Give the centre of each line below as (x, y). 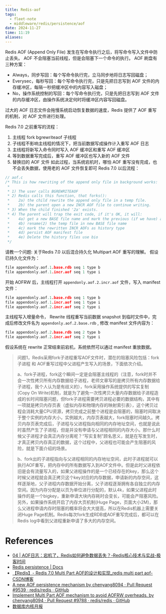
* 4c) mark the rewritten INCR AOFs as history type (66, 228)
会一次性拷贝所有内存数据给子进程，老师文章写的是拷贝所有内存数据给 (89, 381)
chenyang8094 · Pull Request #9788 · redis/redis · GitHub (71, 601)
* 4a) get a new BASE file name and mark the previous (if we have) (83, 219)
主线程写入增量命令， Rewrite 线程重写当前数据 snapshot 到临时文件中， (79, 317)
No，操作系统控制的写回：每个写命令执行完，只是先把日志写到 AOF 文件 (86, 93)
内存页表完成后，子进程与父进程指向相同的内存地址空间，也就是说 (89, 424)
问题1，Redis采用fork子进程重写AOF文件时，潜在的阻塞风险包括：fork (88, 358)
